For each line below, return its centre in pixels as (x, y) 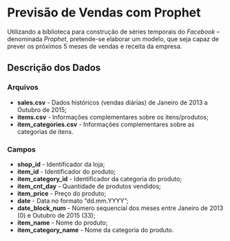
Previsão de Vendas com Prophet (104, 13)
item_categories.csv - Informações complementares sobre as (106, 124)
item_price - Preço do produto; (62, 193)
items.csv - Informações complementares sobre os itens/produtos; (113, 117)
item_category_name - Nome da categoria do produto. (95, 230)
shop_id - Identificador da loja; (61, 164)
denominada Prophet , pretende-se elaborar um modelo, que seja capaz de (113, 38)
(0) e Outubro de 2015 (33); (56, 215)
